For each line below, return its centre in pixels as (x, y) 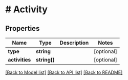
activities (19, 60)
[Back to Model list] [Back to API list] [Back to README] (64, 72)
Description (74, 43)
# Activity (26, 9)
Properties (23, 28)
